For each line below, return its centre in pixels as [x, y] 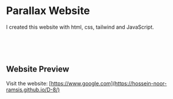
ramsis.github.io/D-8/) [33, 90]
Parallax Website [48, 11]
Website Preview [38, 69]
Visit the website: [27, 83]
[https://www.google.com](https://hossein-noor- [108, 83]
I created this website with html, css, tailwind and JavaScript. [80, 27]
